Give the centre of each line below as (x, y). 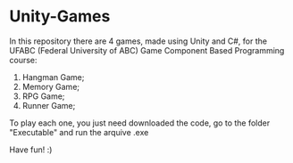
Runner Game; (49, 105)
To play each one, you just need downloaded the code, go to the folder (140, 123)
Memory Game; (51, 86)
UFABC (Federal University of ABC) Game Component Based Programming (147, 50)
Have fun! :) (31, 150)
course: (23, 60)
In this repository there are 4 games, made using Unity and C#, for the (138, 41)
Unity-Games (60, 16)
